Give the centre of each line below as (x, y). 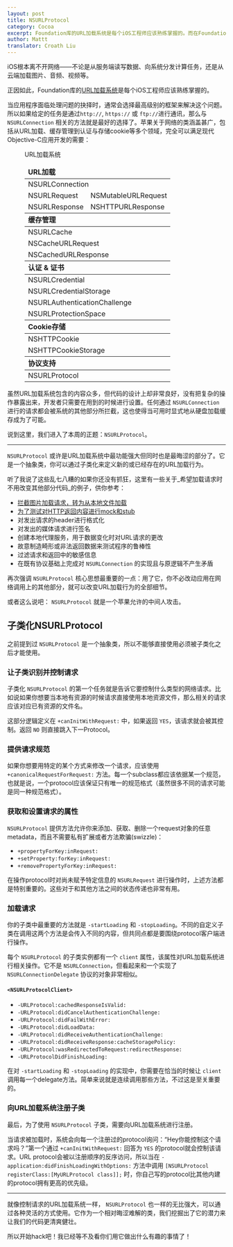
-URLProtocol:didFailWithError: (64, 1020)
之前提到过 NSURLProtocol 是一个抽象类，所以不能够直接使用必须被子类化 (111, 643)
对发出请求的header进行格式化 (61, 520)
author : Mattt (28, 40)
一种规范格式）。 (42, 792)
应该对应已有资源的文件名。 (47, 706)
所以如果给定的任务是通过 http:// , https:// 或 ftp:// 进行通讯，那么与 (107, 113)
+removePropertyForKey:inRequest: (67, 866)
